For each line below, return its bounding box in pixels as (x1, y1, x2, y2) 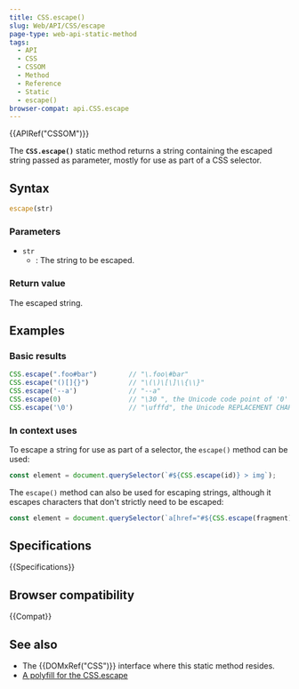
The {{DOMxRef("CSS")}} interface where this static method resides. (21, 661, 276, 671)
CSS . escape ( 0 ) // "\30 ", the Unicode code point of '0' (9, 395, 289, 404)
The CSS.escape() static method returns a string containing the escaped (9, 146, 273, 156)
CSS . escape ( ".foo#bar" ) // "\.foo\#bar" (9, 370, 190, 379)
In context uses (9, 424, 77, 437)
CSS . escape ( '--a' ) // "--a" (9, 386, 162, 396)
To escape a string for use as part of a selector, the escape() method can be (9, 444, 288, 454)
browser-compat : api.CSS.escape (9, 104, 129, 113)
